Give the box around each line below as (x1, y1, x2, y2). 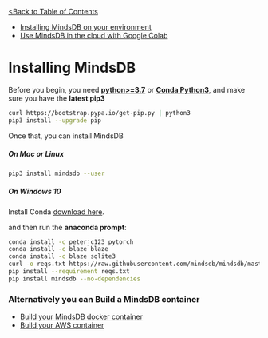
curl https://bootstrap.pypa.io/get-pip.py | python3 (8, 109, 191, 117)
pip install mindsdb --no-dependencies (8, 275, 141, 283)
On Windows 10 (8, 187, 61, 197)
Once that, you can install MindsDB (8, 131, 124, 141)
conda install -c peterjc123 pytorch (8, 237, 134, 246)
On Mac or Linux (8, 149, 65, 159)
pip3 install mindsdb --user (8, 169, 105, 177)
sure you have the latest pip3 (8, 93, 105, 103)
